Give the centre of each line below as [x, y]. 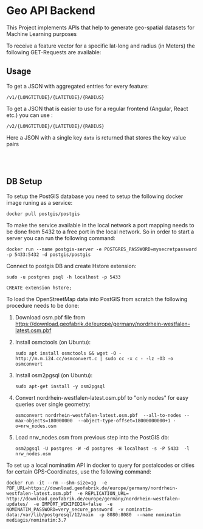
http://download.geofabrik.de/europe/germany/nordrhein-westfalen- [94, 499]
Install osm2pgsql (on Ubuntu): [54, 375]
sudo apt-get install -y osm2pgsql [60, 386]
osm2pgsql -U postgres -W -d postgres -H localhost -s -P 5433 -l [102, 449]
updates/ [17, 504]
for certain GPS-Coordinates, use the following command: [79, 471]
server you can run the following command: [61, 238]
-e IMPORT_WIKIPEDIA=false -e [73, 504]
